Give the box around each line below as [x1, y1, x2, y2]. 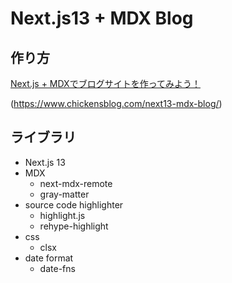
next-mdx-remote [39, 177, 113, 189]
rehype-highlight [39, 220, 109, 232]
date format [24, 252, 74, 264]
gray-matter [39, 188, 90, 200]
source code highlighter [24, 198, 124, 211]
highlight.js [39, 209, 86, 221]
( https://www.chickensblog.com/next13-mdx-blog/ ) [10, 98, 223, 109]
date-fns [39, 262, 76, 274]
